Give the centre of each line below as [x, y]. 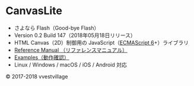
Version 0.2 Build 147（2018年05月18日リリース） [75, 35]
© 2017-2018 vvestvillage [37, 76]
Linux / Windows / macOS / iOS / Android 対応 [70, 64]
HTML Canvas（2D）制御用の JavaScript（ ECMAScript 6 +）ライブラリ [101, 42]
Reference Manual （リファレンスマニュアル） [71, 50]
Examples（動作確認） [42, 57]
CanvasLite [34, 11]
